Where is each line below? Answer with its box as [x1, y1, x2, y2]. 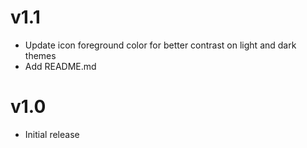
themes [24, 49, 57, 61]
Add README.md [24, 60, 97, 72]
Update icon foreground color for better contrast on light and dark [24, 39, 297, 51]
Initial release [24, 128, 80, 140]
